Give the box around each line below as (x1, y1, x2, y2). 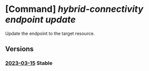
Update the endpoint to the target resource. (5, 30, 95, 36)
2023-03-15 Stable (5, 60, 52, 67)
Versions (5, 45, 34, 53)
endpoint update (5, 14, 76, 25)
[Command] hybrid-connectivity (5, 3, 143, 15)
